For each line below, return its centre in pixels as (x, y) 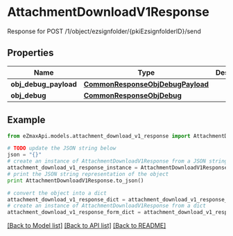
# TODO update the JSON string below (62, 148)
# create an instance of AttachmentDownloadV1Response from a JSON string (118, 161)
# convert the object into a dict (57, 193)
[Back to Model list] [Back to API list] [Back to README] (87, 226)
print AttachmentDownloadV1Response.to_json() (76, 181)
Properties (31, 53)
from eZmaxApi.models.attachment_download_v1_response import (99, 136)
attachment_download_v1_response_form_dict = (74, 212)
